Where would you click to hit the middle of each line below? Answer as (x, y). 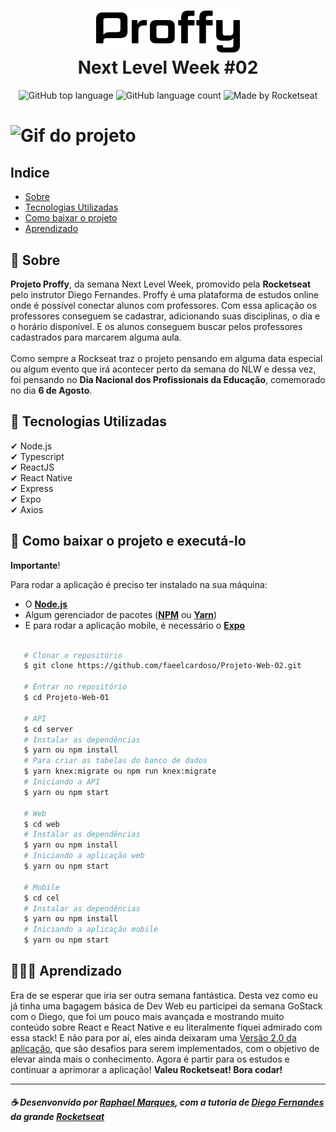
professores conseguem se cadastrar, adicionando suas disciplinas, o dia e (165, 316)
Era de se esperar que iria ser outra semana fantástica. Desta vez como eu (164, 995)
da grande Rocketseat (57, 1117)
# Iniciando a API (62, 782)
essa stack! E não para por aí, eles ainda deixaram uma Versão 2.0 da (153, 1037)
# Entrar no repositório (75, 687)
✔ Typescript (37, 456)
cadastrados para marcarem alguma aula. (96, 337)
